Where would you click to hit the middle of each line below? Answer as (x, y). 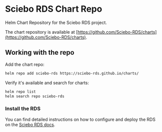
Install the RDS (23, 109)
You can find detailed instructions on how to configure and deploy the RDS (80, 119)
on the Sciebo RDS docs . (30, 124)
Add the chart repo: (25, 64)
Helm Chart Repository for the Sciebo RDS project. (56, 22)
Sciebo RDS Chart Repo (54, 9)
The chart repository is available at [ (41, 32)
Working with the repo (40, 53)
